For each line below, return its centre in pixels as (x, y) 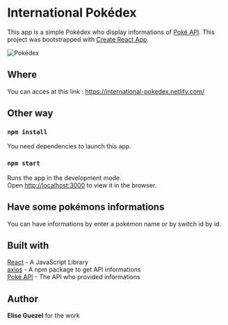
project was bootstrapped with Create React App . (78, 39)
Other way (30, 114)
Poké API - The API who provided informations (74, 277)
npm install (27, 132)
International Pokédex (72, 13)
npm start (24, 164)
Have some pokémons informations (86, 207)
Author (23, 299)
